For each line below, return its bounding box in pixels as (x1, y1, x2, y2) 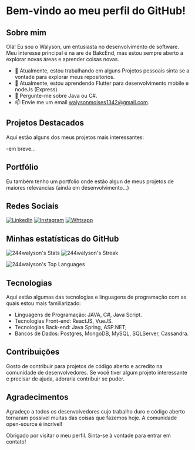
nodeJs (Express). (14, 86, 59, 92)
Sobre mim (6, 28, 47, 38)
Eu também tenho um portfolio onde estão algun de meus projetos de (6, 178, 174, 185)
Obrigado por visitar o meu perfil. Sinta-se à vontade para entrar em (6, 432, 172, 439)
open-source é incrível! (6, 420, 63, 428)
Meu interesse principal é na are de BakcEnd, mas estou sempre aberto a (6, 49, 184, 57)
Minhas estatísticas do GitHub (6, 234, 119, 244)
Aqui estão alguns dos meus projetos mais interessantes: (6, 134, 144, 141)
